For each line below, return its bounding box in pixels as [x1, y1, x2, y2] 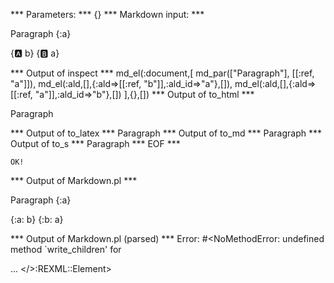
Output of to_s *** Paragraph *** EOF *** [10, 138, 181, 149]
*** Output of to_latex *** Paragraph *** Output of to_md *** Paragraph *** [10, 127, 323, 139]
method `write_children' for [10, 244, 122, 255]
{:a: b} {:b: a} [10, 214, 64, 225]
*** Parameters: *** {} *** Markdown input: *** [10, 9, 205, 20]
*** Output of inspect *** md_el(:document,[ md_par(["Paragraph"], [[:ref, [10, 67, 315, 79]
